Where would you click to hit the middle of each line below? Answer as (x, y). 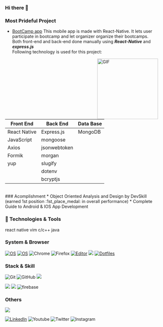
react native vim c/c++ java (32, 230)
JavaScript (20, 140)
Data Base (90, 124)
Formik (15, 156)
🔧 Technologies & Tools (33, 219)
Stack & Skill (20, 266)
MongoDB (89, 132)
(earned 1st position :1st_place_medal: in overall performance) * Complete (79, 202)
